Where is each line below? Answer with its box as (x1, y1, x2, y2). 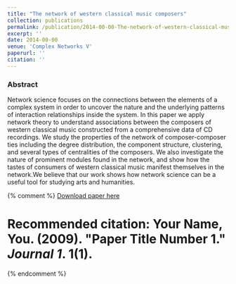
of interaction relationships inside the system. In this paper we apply (7, 111, 205, 119)
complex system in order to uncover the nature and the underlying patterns (7, 103, 225, 111)
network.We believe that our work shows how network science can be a (7, 171, 216, 179)
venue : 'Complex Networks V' (7, 43, 93, 50)
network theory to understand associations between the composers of (7, 118, 212, 127)
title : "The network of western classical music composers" (7, 10, 188, 18)
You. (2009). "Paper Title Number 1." (7, 231, 226, 247)
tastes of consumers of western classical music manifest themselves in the (7, 163, 225, 171)
